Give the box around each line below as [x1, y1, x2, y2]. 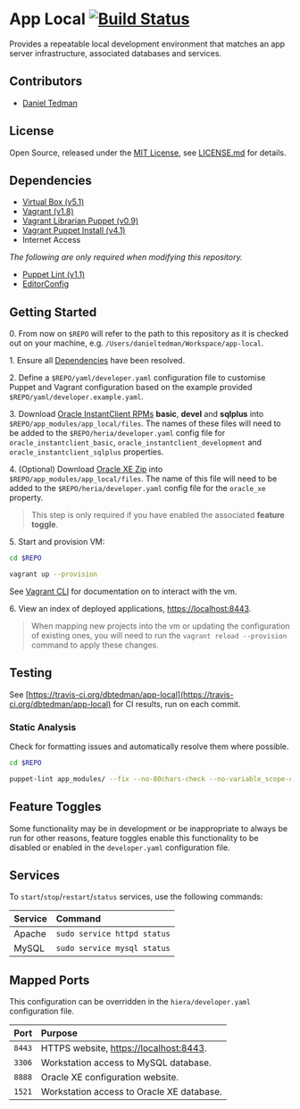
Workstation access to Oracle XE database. [40, 1086, 223, 1098]
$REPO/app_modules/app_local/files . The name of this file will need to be [9, 473, 278, 484]
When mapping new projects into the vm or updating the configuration [30, 621, 290, 631]
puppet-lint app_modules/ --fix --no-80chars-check [9, 774, 205, 783]
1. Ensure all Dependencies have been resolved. [9, 355, 186, 366]
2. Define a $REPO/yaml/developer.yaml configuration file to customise [9, 372, 266, 383]
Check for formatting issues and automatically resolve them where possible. [9, 741, 289, 752]
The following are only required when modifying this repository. [9, 252, 243, 263]
